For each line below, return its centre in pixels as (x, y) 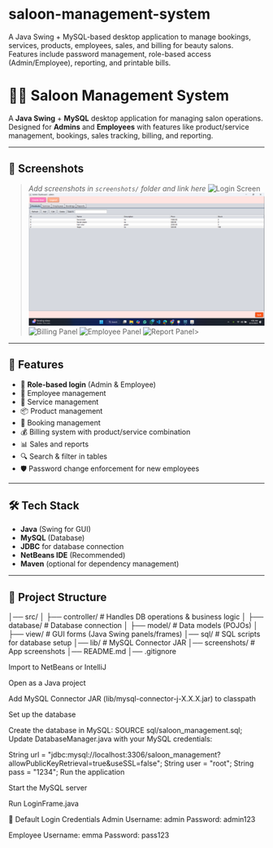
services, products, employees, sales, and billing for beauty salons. (121, 45)
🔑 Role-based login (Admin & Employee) (88, 384)
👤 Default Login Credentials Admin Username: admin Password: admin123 (132, 819)
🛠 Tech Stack (44, 505)
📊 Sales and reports (54, 444)
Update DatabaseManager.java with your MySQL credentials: (110, 739)
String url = (27, 755)
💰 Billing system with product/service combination (105, 432)
